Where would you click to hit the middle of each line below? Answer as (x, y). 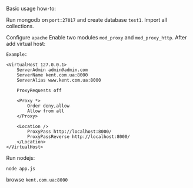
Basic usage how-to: (31, 9)
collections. (20, 26)
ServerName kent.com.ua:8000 (52, 75)
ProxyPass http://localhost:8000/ (69, 132)
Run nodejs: (21, 158)
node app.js (21, 169)
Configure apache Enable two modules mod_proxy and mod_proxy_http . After (96, 37)
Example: (17, 55)
